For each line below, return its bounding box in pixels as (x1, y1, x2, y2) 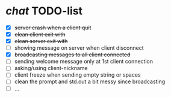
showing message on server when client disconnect (14, 44, 144, 51)
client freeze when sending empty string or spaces (14, 71, 141, 78)
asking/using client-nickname (14, 65, 88, 72)
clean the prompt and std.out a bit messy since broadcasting (14, 78, 166, 85)
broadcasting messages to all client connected (14, 51, 131, 58)
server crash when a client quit (14, 24, 92, 31)
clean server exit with (14, 38, 68, 45)
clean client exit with (14, 31, 66, 38)
